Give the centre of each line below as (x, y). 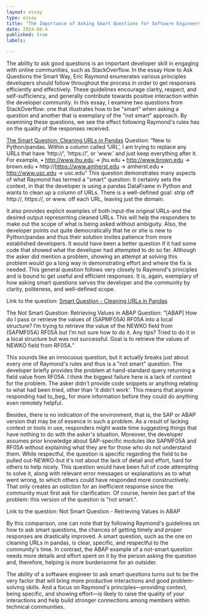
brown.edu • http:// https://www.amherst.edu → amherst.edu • (85, 166)
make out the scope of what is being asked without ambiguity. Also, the (97, 224)
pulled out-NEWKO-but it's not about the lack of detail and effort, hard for (99, 460)
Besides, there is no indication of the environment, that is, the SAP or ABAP (101, 415)
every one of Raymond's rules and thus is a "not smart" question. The (94, 364)
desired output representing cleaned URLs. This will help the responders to (101, 217)
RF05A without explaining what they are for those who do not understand (99, 447)
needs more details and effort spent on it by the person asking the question (101, 556)
